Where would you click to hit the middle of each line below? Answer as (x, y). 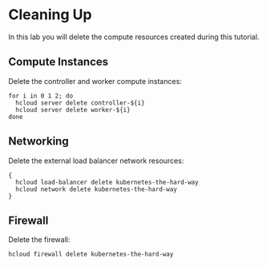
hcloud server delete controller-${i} (81, 103)
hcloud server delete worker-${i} (73, 109)
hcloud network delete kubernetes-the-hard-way (97, 189)
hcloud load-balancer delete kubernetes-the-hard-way (107, 182)
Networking (39, 141)
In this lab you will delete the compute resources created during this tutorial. (134, 37)
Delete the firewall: (39, 240)
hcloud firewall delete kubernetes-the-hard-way (91, 254)
